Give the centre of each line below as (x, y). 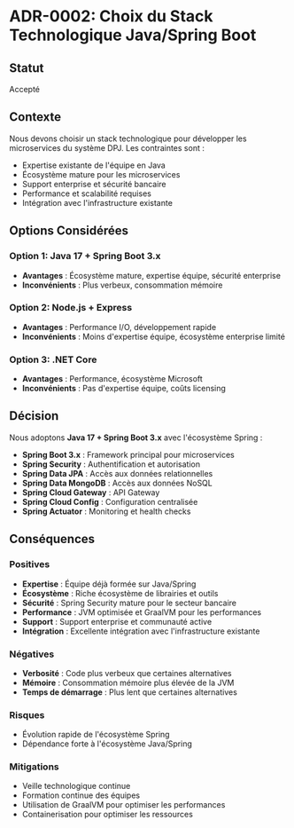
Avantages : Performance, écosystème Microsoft (112, 379)
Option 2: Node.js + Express (71, 308)
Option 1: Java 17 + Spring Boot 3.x (85, 256)
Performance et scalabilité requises (87, 193)
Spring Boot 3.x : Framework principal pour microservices (128, 454)
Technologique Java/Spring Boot (133, 35)
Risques (27, 714)
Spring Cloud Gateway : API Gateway (91, 492)
